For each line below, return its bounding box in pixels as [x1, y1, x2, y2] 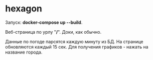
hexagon [5, 3, 42, 14]
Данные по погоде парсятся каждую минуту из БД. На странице [5, 38, 144, 45]
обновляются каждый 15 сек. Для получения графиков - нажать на [5, 44, 149, 50]
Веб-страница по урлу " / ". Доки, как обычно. [5, 29, 102, 35]
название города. [5, 49, 43, 55]
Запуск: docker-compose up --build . [5, 19, 83, 25]
